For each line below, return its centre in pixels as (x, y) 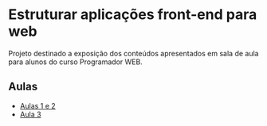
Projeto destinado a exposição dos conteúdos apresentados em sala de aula (133, 53)
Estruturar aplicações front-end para (133, 15)
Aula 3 (30, 114)
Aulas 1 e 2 (37, 105)
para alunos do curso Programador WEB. (76, 62)
